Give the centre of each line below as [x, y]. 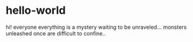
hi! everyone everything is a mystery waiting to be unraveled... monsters [96, 27]
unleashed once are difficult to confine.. [56, 33]
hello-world [36, 10]
